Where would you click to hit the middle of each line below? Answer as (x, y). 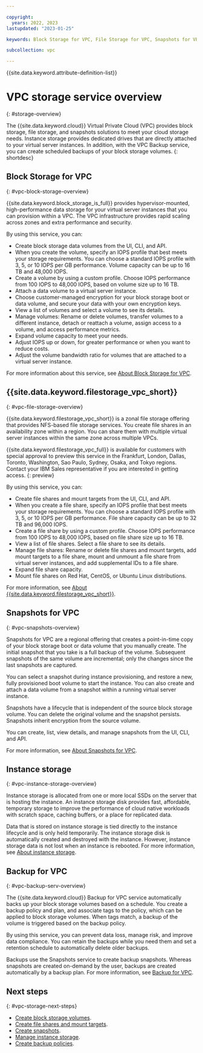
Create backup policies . (44, 1043)
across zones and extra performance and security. (69, 222)
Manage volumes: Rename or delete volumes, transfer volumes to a (99, 316)
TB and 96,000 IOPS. (41, 524)
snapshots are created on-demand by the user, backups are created (91, 966)
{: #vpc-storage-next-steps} (42, 1006)
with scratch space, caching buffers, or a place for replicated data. (89, 815)
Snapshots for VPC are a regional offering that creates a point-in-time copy (100, 639)
